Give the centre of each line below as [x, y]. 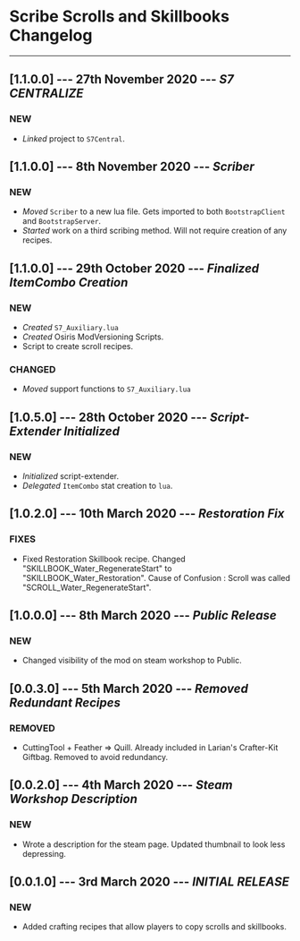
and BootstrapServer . [61, 221]
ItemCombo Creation [69, 282]
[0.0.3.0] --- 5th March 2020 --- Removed [129, 688]
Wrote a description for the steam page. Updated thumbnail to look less [154, 844]
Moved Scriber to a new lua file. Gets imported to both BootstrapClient [154, 211]
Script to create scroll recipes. [78, 346]
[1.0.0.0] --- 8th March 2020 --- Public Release [143, 616]
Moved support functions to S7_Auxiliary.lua [106, 389]
